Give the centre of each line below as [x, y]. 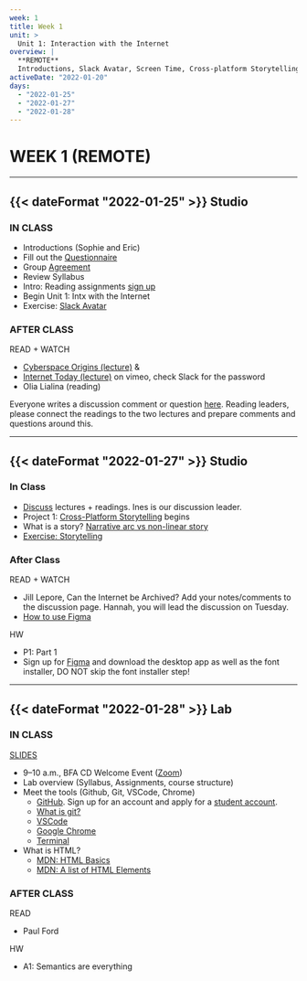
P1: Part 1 [40, 652]
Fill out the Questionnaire [70, 257]
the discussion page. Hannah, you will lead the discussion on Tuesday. [156, 607]
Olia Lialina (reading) [62, 387]
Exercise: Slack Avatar [64, 305]
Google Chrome [66, 831]
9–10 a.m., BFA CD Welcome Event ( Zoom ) [102, 773]
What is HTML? [52, 850]
